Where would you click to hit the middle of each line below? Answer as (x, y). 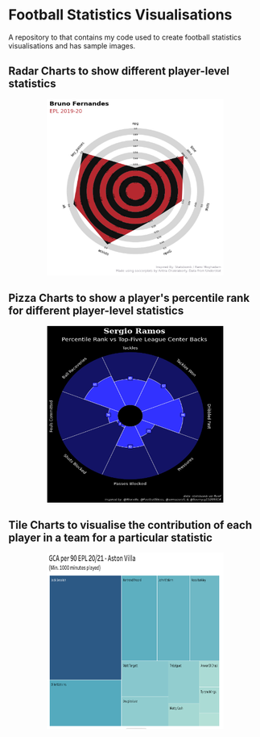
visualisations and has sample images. (72, 45)
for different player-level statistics (96, 311)
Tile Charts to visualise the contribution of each (130, 525)
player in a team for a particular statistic (111, 537)
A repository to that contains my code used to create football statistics (125, 37)
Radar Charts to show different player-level (119, 71)
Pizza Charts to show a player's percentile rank (129, 298)
